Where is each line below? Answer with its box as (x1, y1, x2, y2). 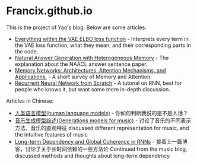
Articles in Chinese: (6, 97, 54, 104)
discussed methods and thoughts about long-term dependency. (14, 152, 171, 159)
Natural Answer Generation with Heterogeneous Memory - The (14, 54, 169, 61)
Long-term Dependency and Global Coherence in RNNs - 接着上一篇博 (14, 138, 188, 145)
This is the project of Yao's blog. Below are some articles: (6, 24, 147, 31)
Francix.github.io (6, 4, 93, 18)
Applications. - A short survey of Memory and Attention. (14, 73, 152, 80)
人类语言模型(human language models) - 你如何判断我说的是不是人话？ (14, 109, 189, 116)
